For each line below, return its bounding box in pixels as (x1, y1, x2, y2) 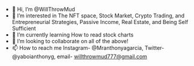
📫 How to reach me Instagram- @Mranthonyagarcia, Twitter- (11, 44, 165, 51)
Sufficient (11, 25, 36, 32)
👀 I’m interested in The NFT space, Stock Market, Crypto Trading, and (11, 12, 185, 19)
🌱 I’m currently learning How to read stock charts (11, 31, 134, 38)
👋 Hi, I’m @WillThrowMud (11, 6, 75, 13)
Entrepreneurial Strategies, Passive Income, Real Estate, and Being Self (11, 19, 189, 25)
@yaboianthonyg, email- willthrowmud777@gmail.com (11, 53, 147, 60)
